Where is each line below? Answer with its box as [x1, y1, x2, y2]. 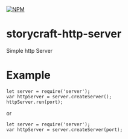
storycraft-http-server [6, 27, 122, 41]
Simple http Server [6, 47, 53, 54]
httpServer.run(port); [6, 99, 63, 105]
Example [6, 69, 51, 82]
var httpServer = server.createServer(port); [6, 126, 123, 133]
